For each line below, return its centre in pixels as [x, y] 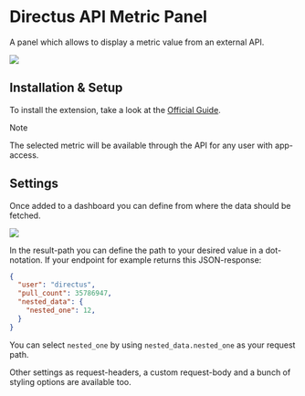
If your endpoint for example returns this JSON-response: [153, 260]
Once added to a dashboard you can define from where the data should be [150, 205]
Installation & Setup [66, 88]
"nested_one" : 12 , [61, 311]
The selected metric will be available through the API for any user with [142, 145]
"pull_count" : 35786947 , [65, 294]
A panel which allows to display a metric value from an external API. [137, 42]
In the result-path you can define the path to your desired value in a [137, 250]
